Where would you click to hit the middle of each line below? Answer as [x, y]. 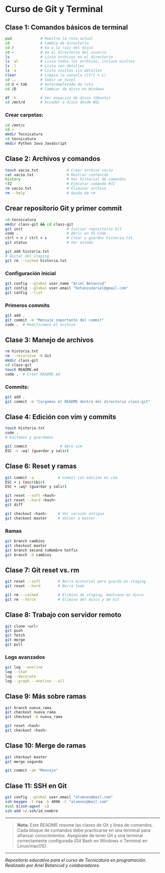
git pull [14, 645]
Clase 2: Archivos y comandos [53, 159]
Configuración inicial [31, 273]
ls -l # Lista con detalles [45, 66]
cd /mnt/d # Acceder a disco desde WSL [52, 102]
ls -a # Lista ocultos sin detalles [54, 71]
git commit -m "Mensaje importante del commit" [55, 320]
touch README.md [22, 370]
